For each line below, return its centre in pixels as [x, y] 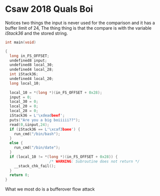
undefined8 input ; [29, 60]
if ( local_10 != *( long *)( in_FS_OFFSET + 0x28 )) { [64, 157]
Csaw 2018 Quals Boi [49, 9]
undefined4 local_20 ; [32, 79]
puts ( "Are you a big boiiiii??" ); [45, 120]
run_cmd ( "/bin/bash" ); [37, 134]
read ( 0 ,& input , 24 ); [30, 124]
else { [16, 143]
